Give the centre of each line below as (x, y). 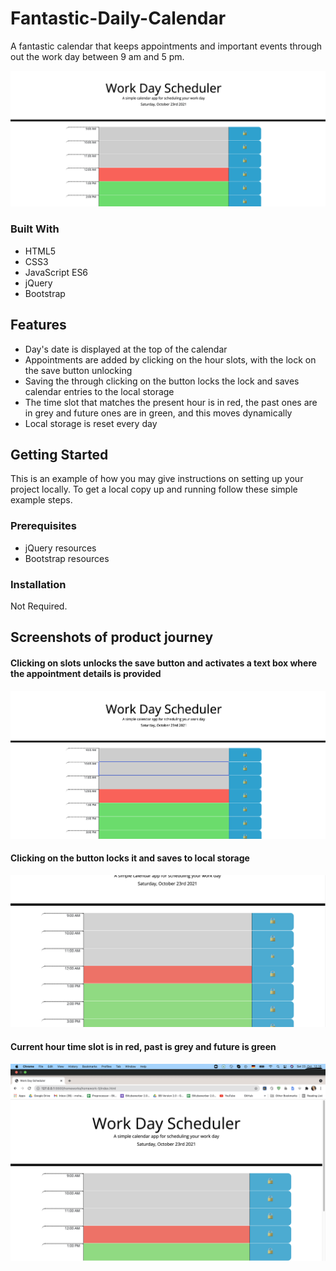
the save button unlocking (78, 370)
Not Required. (39, 606)
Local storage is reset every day (91, 423)
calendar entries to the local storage (99, 391)
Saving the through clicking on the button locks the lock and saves (162, 381)
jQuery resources (60, 548)
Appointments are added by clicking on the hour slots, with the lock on (170, 359)
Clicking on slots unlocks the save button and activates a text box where (164, 663)
